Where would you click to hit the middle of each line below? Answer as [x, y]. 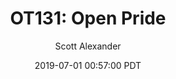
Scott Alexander [88, 46]
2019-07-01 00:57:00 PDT [88, 65]
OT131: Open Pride [88, 18]
